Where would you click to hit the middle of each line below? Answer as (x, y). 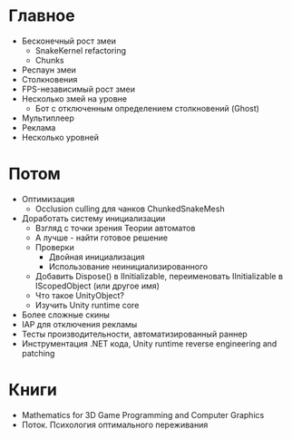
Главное (42, 16)
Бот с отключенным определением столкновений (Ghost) (147, 108)
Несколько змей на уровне (74, 98)
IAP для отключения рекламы (79, 324)
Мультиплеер (48, 118)
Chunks (49, 60)
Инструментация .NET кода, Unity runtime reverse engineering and (149, 343)
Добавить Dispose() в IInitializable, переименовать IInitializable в (159, 276)
